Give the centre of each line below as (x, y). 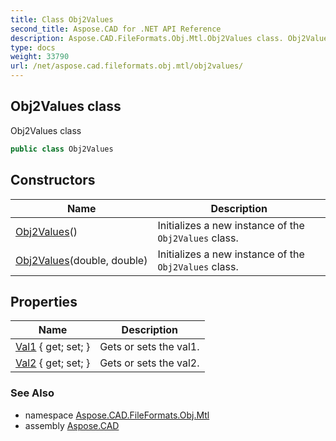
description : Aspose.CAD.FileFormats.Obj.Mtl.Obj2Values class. (147, 38)
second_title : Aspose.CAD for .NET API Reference (116, 29)
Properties (44, 301)
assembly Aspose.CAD (72, 425)
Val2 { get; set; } (53, 363)
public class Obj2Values (62, 149)
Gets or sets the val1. (149, 347)
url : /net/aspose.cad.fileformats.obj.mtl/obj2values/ (127, 66)
